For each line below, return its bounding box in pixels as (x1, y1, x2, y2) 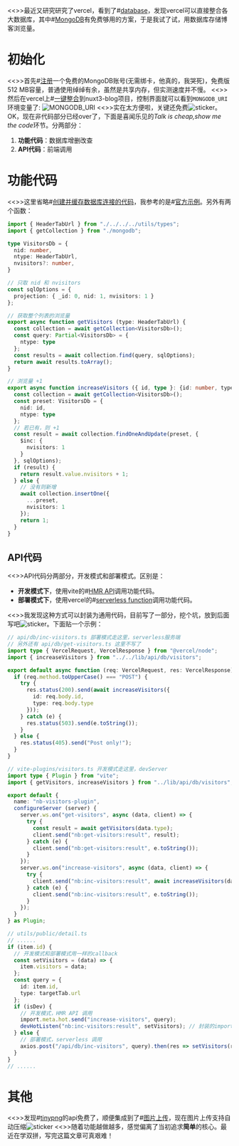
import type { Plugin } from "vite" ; (7, 772, 119, 779)
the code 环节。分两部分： (7, 120, 83, 130)
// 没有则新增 (20, 483, 57, 491)
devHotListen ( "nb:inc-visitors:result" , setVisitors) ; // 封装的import (20, 1023, 234, 1030)
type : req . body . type (33, 700, 94, 707)
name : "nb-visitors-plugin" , (14, 798, 100, 806)
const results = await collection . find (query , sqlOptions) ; (14, 352, 196, 359)
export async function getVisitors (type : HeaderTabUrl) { (7, 319, 186, 326)
